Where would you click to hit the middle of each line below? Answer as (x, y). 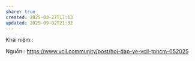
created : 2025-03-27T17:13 (39, 17)
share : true (20, 12)
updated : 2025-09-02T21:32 (39, 23)
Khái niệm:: (19, 40)
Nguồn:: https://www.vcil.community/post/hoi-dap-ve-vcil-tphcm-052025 (97, 51)
